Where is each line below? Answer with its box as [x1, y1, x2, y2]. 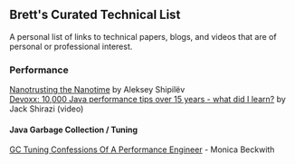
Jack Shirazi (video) [9, 103, 84, 114]
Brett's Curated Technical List [9, 7, 181, 23]
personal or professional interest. [9, 41, 133, 52]
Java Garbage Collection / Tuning [9, 124, 138, 135]
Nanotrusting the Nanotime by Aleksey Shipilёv [9, 84, 186, 95]
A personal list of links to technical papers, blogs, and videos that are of [9, 31, 278, 42]
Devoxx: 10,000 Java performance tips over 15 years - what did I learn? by [9, 94, 287, 105]
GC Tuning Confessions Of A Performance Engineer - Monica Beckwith [9, 144, 275, 155]
